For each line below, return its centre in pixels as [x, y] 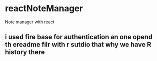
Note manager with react [30, 22]
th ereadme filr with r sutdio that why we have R [78, 45]
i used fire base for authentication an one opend [79, 37]
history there [25, 52]
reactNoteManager [44, 8]
